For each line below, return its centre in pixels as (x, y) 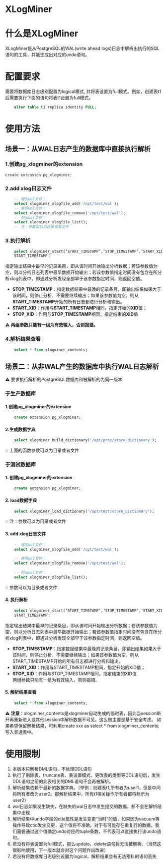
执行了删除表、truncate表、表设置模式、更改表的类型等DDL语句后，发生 (86, 775)
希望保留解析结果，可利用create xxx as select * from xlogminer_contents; (84, 726)
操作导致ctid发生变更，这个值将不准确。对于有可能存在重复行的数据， (84, 825)
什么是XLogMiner (42, 34)
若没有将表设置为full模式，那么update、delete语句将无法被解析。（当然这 (87, 844)
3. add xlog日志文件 (26, 534)
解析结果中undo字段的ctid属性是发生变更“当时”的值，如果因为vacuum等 (86, 819)
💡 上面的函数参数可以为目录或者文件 (42, 450)
